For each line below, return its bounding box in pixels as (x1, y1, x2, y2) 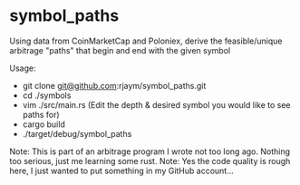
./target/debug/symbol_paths (22, 128, 132, 139)
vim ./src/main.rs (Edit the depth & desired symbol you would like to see (22, 99, 292, 110)
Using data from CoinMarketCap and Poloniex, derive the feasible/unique (9, 35, 283, 46)
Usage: (9, 63, 36, 73)
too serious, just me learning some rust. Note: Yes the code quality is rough (9, 155, 291, 166)
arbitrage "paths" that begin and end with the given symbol (9, 44, 231, 55)
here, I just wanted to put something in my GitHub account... (9, 165, 234, 176)
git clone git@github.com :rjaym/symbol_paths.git (22, 80, 207, 91)
